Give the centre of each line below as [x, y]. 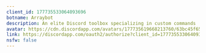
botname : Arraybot [30, 18]
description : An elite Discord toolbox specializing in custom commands [101, 23]
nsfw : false [21, 40]
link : [13, 35]
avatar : [16, 29]
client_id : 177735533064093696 [46, 12]
